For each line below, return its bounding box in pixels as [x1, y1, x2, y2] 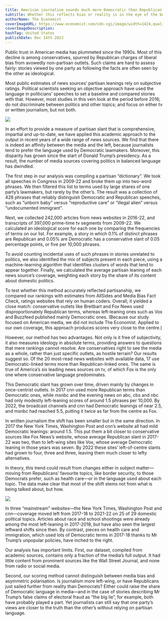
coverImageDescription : [5, 26, 55, 31]
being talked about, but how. [5, 486, 64, 492]
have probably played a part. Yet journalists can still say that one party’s [5, 599, 153, 605]
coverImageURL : [5, 21, 37, 27]
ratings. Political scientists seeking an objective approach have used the [5, 85, 154, 91]
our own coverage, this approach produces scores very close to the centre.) [5, 325, 162, 331]
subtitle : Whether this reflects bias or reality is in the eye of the [5, 12, 157, 17]
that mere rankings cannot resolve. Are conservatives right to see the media [5, 345, 162, 351]
